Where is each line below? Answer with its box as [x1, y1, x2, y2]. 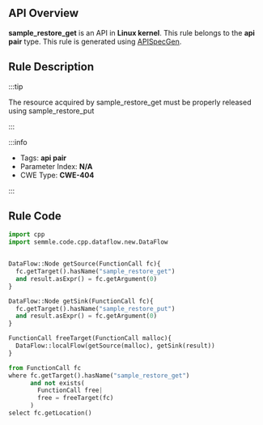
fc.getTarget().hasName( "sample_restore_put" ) [15, 304, 176, 312]
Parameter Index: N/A [19, 161, 93, 171]
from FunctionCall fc [8, 363, 82, 372]
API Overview [8, 6, 79, 20]
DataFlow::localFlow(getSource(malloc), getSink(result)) [15, 342, 216, 351]
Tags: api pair [19, 153, 67, 163]
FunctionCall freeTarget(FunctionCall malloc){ [8, 334, 172, 342]
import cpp [8, 231, 45, 239]
